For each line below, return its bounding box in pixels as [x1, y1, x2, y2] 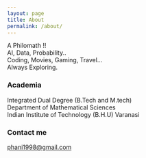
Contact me [7, 127, 47, 137]
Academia [7, 80, 42, 90]
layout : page [7, 10, 45, 17]
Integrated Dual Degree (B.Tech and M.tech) [7, 96, 132, 104]
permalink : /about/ [7, 23, 63, 29]
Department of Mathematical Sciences [7, 103, 116, 111]
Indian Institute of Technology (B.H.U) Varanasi [7, 110, 140, 118]
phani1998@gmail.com [7, 143, 72, 151]
